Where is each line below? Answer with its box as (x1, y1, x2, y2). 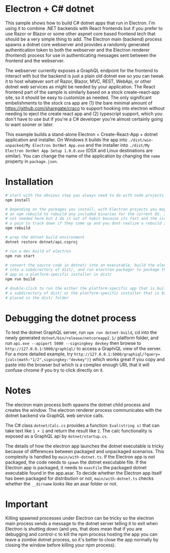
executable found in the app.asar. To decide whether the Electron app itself (5, 470, 162, 476)
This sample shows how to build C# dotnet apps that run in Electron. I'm (5, 20, 155, 26)
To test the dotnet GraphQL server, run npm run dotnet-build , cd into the (5, 329, 157, 335)
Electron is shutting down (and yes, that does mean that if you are (5, 526, 143, 532)
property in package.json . (5, 158, 58, 164)
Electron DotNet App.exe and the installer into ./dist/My (32, 142, 150, 148)
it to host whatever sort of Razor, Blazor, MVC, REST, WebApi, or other (5, 78, 152, 84)
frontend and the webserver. (5, 57, 65, 63)
